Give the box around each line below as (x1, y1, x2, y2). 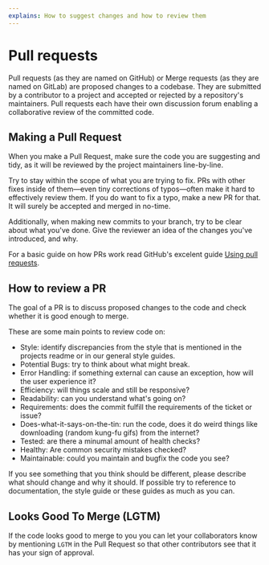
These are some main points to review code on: (8, 327, 166, 337)
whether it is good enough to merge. (8, 311, 129, 321)
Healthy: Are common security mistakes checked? (19, 445, 187, 455)
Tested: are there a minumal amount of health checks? (19, 436, 201, 446)
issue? (19, 411, 42, 420)
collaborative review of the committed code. (8, 107, 154, 117)
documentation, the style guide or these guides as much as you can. (8, 486, 235, 496)
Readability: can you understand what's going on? (19, 394, 186, 403)
